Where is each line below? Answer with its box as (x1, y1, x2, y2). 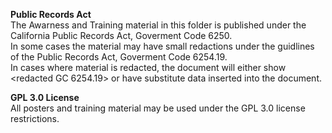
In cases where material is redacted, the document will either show (10, 62, 287, 73)
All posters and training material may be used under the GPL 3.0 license (10, 102, 306, 114)
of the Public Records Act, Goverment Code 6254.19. (10, 51, 228, 63)
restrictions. (10, 113, 60, 124)
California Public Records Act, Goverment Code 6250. (10, 30, 233, 41)
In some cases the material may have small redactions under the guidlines (10, 40, 315, 52)
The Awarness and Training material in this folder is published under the (10, 19, 307, 31)
